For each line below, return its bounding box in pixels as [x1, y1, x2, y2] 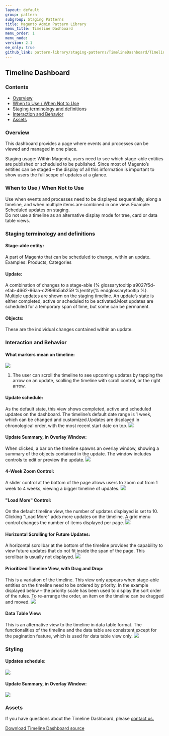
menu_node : [5, 36, 28, 41]
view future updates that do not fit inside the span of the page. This [5, 548, 145, 554]
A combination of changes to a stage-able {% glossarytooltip [5, 282, 132, 288]
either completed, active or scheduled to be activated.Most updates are [5, 298, 153, 304]
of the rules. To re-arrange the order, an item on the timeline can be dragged [5, 592, 164, 599]
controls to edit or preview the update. [5, 456, 84, 463]
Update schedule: [5, 395, 44, 401]
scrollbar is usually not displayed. [5, 554, 74, 560]
